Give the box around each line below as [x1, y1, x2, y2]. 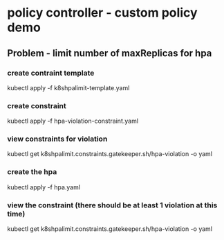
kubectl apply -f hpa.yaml [7, 182, 81, 191]
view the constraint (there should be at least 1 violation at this [7, 200, 218, 209]
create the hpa [7, 167, 57, 177]
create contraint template [7, 68, 95, 78]
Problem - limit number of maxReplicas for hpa [7, 47, 212, 59]
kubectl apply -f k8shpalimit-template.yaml [7, 83, 130, 92]
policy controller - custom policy [7, 5, 198, 21]
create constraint [7, 101, 67, 110]
